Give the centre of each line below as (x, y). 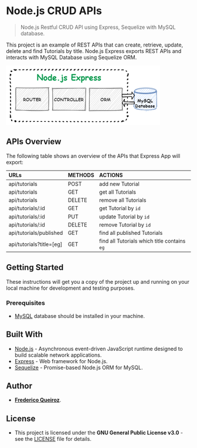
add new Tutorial (119, 184)
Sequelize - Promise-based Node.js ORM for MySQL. (79, 367)
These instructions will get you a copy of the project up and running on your (98, 281)
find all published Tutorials (131, 233)
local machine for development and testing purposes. (71, 288)
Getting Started (35, 268)
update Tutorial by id (124, 217)
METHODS (81, 175)
